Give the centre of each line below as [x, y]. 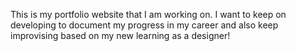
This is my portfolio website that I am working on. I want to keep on [148, 14]
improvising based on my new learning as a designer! [120, 35]
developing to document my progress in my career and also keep [144, 25]
